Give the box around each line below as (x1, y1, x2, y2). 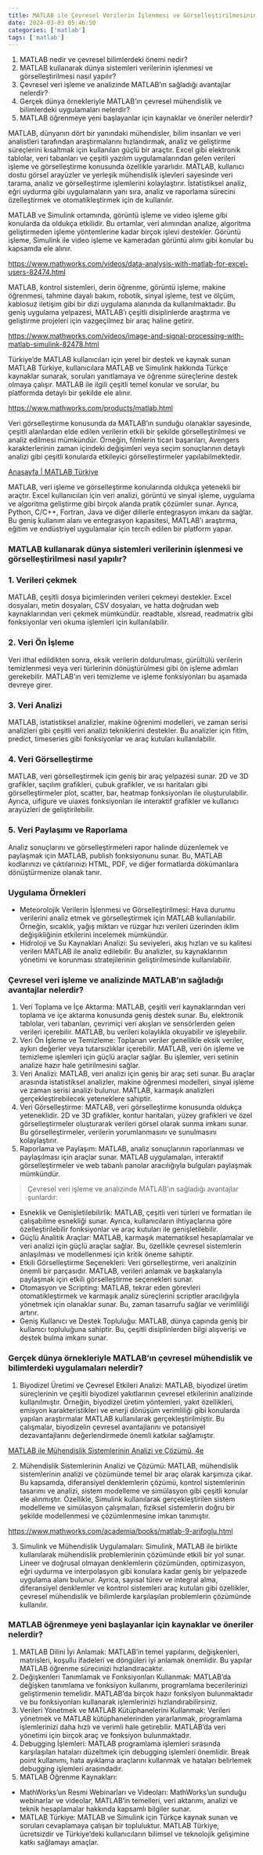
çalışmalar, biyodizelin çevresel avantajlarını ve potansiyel (19, 1422, 206, 1432)
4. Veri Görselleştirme (8, 753, 93, 764)
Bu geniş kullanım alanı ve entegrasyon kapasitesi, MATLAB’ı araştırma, (8, 516, 238, 525)
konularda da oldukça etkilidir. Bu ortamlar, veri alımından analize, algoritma (8, 219, 251, 229)
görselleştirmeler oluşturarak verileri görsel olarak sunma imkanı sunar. (19, 1119, 249, 1129)
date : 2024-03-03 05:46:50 (8, 19, 96, 27)
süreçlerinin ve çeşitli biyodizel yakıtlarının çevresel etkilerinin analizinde (19, 1389, 253, 1398)
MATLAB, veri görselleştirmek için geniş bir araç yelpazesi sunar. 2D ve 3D (8, 771, 249, 781)
